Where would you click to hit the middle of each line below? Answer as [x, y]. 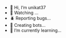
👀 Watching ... [24, 13]
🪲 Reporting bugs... [30, 18]
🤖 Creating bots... [28, 25]
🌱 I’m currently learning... [35, 30]
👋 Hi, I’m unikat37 [28, 8]
